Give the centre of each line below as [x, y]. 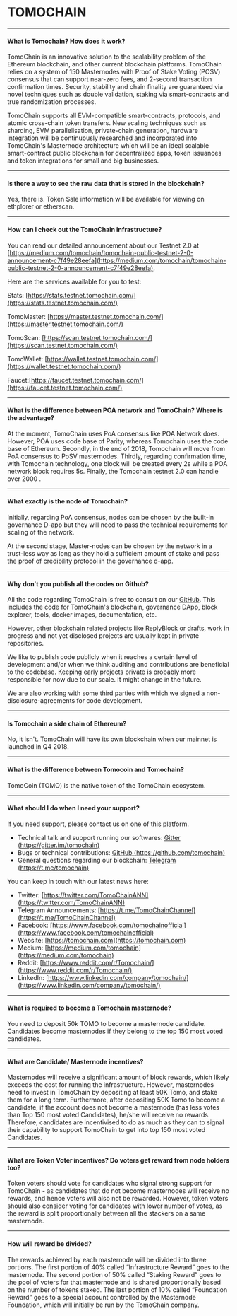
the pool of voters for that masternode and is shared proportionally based [114, 1282]
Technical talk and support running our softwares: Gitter [99, 837]
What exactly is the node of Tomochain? [68, 501]
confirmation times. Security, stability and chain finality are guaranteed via [115, 87]
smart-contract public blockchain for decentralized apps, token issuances [115, 153]
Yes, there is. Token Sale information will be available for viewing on [106, 199]
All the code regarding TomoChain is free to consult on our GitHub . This [111, 600]
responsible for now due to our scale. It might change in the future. [105, 680]
